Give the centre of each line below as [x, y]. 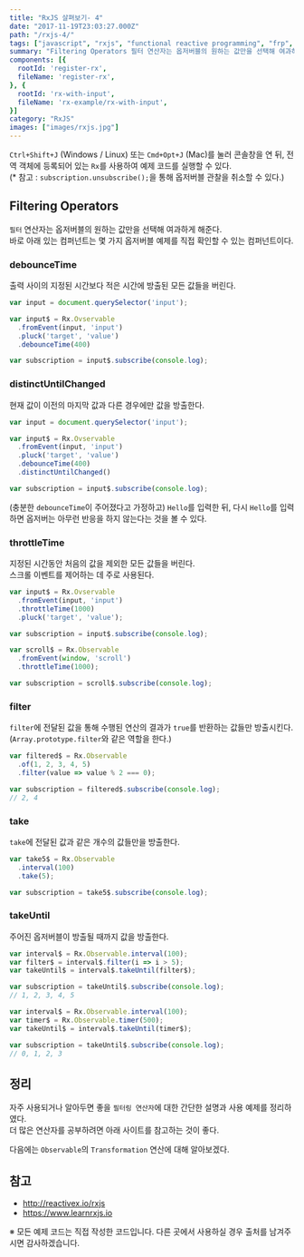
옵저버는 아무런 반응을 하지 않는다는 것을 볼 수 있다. [116, 518]
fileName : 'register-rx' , [66, 77]
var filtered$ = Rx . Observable [68, 756]
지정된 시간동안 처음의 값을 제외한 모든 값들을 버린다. [102, 564]
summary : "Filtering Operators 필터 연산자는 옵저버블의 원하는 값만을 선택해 [142, 52]
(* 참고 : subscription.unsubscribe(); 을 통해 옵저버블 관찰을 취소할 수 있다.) [147, 177]
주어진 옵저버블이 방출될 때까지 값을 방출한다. [89, 937]
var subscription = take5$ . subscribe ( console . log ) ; [109, 892]
